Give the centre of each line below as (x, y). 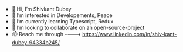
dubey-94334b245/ (36, 43)
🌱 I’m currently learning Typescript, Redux (62, 21)
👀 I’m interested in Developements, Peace (62, 15)
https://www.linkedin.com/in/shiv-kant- (129, 34)
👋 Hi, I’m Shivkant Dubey (41, 9)
